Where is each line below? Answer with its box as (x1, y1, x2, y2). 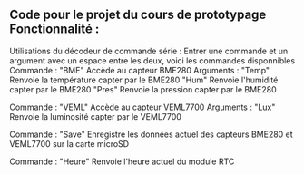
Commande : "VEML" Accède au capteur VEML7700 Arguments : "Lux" (9, 101, 276, 112)
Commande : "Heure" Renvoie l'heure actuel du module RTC (9, 156, 235, 167)
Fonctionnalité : (9, 22, 100, 37)
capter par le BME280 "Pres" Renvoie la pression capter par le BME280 (9, 83, 277, 94)
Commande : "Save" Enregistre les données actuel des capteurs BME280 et (9, 129, 293, 140)
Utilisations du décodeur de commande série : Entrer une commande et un (9, 45, 289, 56)
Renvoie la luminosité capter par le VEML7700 (9, 111, 181, 121)
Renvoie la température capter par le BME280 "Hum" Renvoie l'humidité (9, 74, 279, 85)
